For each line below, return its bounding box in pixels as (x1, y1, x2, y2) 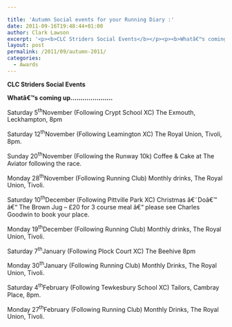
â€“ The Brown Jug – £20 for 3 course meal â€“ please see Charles (7, 203, 200, 212)
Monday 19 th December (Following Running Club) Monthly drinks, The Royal (7, 224, 222, 233)
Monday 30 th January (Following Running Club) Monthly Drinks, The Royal (7, 260, 217, 270)
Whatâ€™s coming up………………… (7, 93, 113, 102)
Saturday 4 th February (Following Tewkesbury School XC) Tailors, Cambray (7, 282, 220, 291)
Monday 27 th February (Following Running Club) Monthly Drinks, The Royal (7, 303, 219, 313)
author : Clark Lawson (7, 29, 70, 36)
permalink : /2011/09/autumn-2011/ (7, 48, 107, 55)
